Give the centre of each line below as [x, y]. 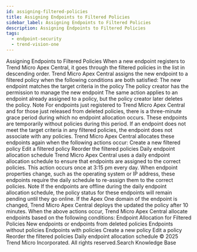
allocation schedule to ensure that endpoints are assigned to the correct [94, 161]
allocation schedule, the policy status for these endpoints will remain [89, 193]
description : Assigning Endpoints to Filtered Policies [76, 28]
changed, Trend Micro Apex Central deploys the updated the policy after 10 [97, 205]
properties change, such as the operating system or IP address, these [91, 174]
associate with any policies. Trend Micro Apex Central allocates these [90, 136]
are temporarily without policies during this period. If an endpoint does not [96, 124]
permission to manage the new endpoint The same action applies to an [92, 92]
